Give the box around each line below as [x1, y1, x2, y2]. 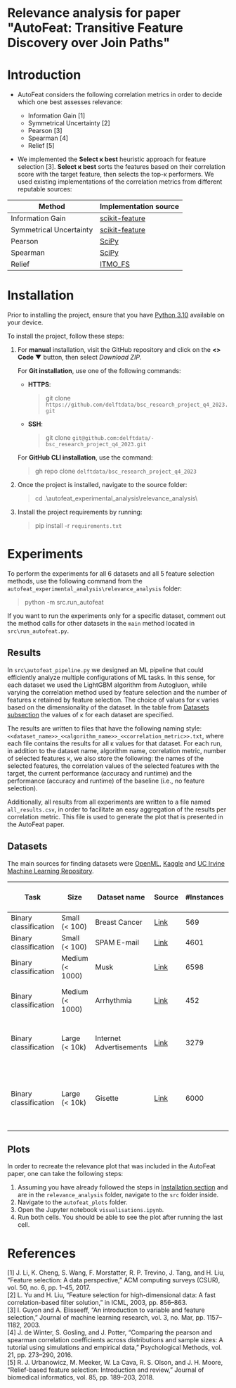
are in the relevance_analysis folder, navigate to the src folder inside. [17, 1191, 219, 1199]
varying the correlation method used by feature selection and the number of [7, 688, 228, 696]
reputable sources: [17, 185, 72, 194]
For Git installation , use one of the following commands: [17, 367, 181, 375]
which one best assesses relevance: [17, 98, 123, 106]
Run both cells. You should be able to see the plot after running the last [17, 1213, 223, 1222]
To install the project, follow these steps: [7, 332, 124, 341]
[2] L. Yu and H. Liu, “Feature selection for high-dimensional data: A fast [7, 1291, 216, 1299]
